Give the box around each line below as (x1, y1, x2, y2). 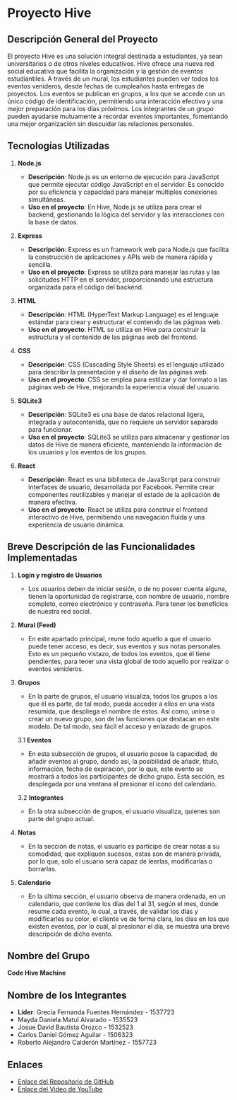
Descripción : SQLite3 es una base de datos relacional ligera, (28, 410, 205, 418)
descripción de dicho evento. (28, 929, 114, 938)
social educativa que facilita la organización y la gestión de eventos (7, 67, 204, 75)
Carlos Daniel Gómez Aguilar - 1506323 (17, 1031, 133, 1039)
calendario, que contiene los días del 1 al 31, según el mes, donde (28, 899, 219, 907)
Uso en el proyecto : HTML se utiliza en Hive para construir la (28, 325, 206, 333)
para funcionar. (28, 425, 73, 433)
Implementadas (7, 552, 78, 564)
